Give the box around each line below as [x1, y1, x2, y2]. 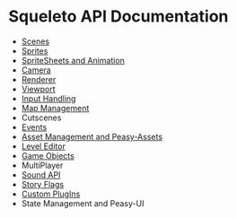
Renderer [21, 74, 57, 84]
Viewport [21, 83, 56, 94]
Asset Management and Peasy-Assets [21, 131, 163, 142]
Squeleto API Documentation [8, 6, 229, 27]
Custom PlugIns [21, 188, 81, 199]
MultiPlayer [21, 160, 64, 170]
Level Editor [21, 141, 66, 152]
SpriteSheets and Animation [21, 55, 125, 65]
